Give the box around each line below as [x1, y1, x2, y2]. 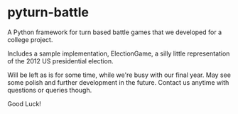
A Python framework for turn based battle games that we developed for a [7, 28, 222, 36]
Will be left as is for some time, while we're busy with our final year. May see [7, 71, 231, 79]
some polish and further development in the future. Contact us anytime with [7, 78, 229, 86]
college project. [7, 35, 53, 43]
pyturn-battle [7, 4, 90, 21]
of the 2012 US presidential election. [7, 56, 114, 65]
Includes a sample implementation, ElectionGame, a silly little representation [7, 49, 230, 58]
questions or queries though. [7, 85, 92, 94]
